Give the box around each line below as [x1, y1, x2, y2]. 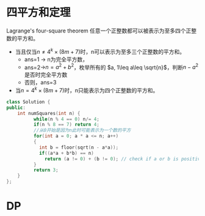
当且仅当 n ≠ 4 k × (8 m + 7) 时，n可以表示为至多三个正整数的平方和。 [15, 47, 185, 55]
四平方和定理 [6, 6, 71, 20]
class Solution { [6, 99, 51, 105]
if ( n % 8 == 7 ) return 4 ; [33, 122, 99, 128]
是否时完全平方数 [24, 71, 68, 78]
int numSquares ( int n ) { [17, 110, 81, 116]
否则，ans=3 [24, 79, 57, 86]
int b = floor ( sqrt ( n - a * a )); [38, 144, 119, 151]
